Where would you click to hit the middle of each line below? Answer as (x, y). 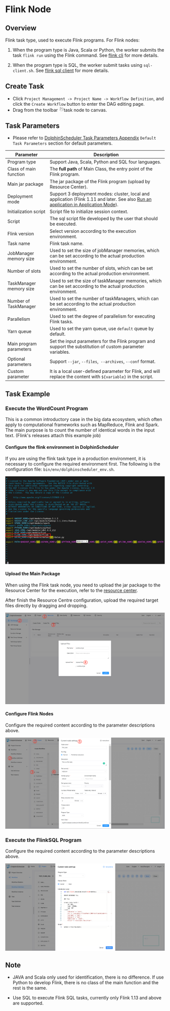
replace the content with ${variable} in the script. (101, 377)
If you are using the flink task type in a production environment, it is (75, 458)
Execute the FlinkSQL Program (44, 840)
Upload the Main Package (33, 574)
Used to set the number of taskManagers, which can (104, 298)
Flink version (21, 234)
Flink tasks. (61, 322)
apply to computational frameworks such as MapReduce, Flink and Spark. (82, 425)
